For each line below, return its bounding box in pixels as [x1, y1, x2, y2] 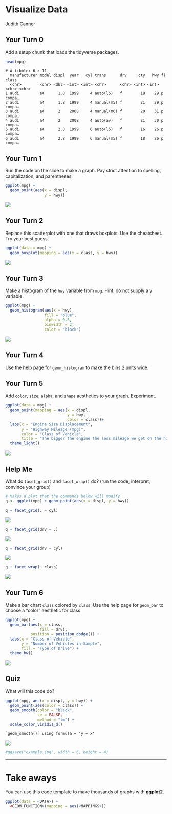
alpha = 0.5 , [44, 317, 72, 323]
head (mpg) [5, 59, 27, 64]
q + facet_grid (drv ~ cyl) [5, 546, 63, 551]
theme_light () [10, 441, 40, 446]
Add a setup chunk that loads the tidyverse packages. [5, 49, 119, 55]
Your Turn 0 [5, 35, 44, 44]
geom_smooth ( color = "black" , [10, 707, 74, 713]
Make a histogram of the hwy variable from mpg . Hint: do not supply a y [5, 287, 153, 294]
